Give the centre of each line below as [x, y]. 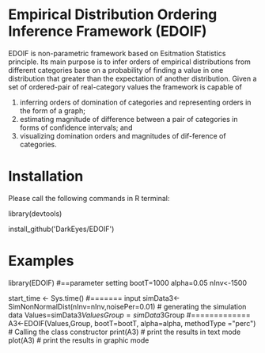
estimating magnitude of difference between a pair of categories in [129, 119]
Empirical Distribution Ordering [113, 15]
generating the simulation [205, 306]
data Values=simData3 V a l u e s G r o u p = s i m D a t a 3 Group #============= [129, 315]
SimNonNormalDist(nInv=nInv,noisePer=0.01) [82, 306]
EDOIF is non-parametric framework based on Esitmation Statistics [117, 53]
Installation [46, 176]
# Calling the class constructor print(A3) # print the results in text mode [125, 332]
